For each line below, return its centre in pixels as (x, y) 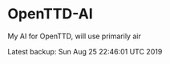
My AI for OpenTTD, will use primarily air (74, 36)
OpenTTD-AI (50, 14)
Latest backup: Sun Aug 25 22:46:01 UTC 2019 (85, 51)
